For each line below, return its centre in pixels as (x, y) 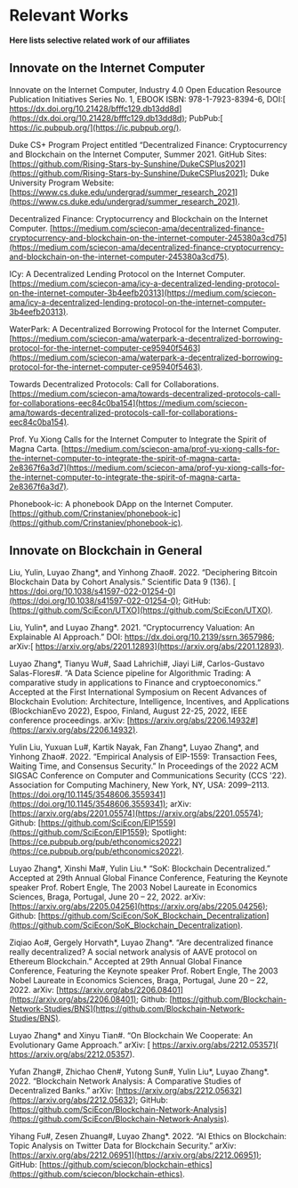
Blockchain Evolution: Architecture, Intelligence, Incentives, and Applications (149, 701)
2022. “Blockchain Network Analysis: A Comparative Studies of (125, 1081)
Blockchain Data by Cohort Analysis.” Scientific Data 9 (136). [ (123, 582)
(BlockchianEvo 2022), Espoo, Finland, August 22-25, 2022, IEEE (128, 711)
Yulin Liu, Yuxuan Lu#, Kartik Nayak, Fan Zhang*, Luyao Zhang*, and (134, 747)
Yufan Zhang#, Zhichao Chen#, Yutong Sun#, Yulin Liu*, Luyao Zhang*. (139, 1071)
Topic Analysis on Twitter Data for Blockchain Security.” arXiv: (123, 1145)
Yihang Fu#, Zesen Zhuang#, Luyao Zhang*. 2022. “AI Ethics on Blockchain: (148, 1135)
